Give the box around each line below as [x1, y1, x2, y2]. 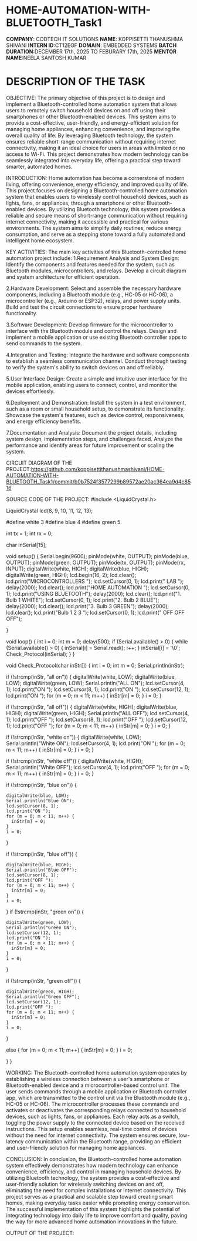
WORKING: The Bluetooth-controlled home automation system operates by [6, 1069, 188, 1076]
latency [6, 1137, 24, 1145]
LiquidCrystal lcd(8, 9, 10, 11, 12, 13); [6, 507, 93, 514]
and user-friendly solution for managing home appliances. [6, 1144, 147, 1151]
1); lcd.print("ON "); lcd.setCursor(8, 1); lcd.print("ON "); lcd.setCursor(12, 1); [6, 686, 191, 693]
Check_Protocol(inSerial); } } [6, 650, 75, 658]
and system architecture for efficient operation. [6, 273, 120, 280]
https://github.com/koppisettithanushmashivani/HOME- [30, 465, 165, 472]
